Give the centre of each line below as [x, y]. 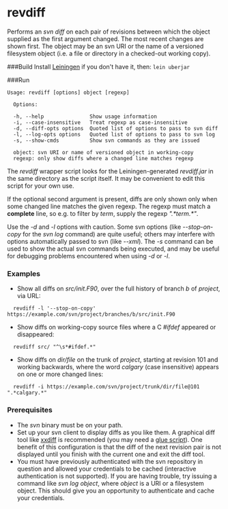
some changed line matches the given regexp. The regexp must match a [109, 206]
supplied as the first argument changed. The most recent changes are [105, 38]
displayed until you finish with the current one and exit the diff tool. [111, 454]
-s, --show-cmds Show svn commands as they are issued [106, 140]
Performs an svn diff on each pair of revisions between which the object [109, 32]
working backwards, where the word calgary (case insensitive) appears [118, 367]
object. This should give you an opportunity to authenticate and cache [116, 491]
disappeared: [35, 334]
